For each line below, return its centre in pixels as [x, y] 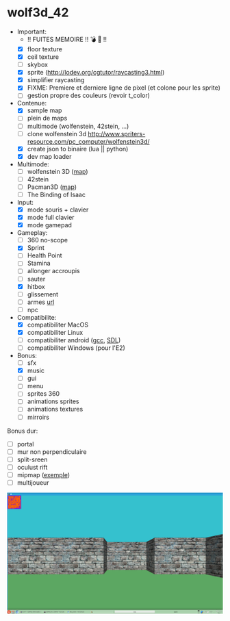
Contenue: [32, 103]
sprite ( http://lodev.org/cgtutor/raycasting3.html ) [96, 73]
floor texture [45, 49]
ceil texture [43, 57]
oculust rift [32, 467]
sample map [44, 110]
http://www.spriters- [117, 134]
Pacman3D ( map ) [52, 187]
